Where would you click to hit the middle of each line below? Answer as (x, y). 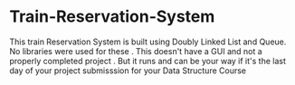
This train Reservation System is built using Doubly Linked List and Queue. (148, 42)
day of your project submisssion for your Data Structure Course (128, 71)
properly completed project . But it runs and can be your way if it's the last (148, 61)
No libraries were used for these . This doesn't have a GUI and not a (136, 51)
